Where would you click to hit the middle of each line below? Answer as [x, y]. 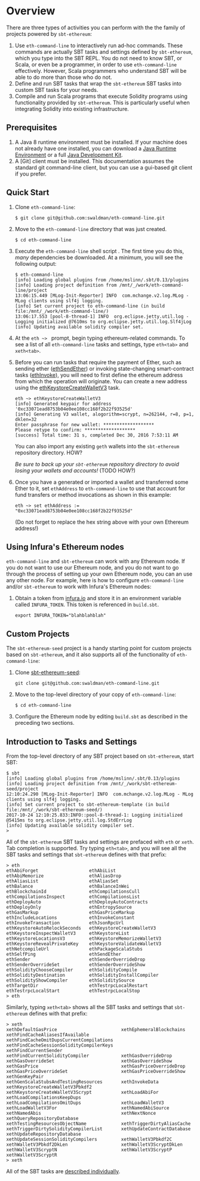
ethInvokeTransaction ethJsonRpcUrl [65, 923]
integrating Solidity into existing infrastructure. [72, 109]
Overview [31, 11]
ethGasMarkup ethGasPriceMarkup [70, 912]
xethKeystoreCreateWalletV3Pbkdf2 [49, 1087]
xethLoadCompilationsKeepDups [44, 1097]
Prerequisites [32, 127]
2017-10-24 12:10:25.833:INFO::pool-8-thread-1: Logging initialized [95, 815]
